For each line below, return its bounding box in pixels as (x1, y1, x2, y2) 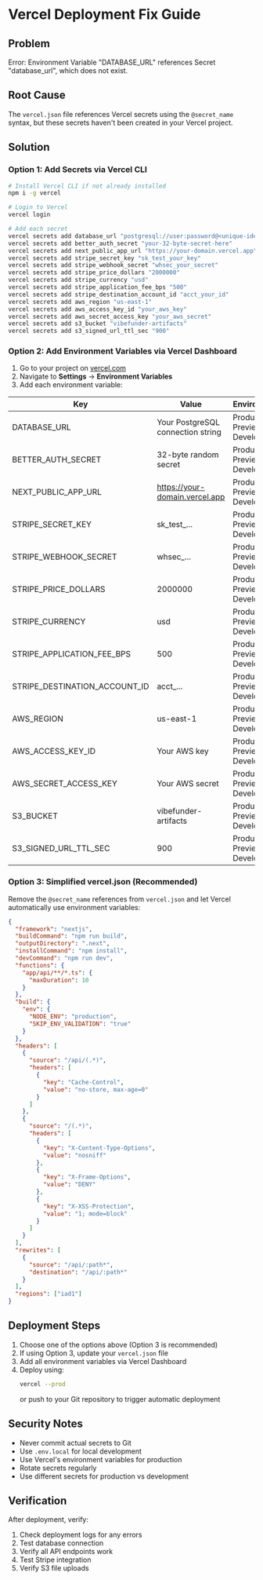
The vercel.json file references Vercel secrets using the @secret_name (8, 109, 234, 119)
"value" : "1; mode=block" (42, 1209, 128, 1218)
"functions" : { (15, 961, 65, 969)
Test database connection (19, 1538, 104, 1548)
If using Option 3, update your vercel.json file (19, 1348, 168, 1358)
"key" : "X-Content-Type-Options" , (42, 1144, 156, 1152)
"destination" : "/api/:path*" (28, 1268, 128, 1276)
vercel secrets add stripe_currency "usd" (8, 276, 149, 284)
